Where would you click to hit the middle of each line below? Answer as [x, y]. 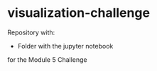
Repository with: [31, 32]
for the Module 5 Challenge [47, 59]
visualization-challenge [79, 13]
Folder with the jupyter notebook [65, 46]
